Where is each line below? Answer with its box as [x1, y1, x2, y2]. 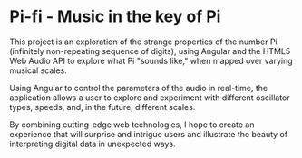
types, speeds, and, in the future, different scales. [9, 101, 196, 112]
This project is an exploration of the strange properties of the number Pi [9, 36, 278, 47]
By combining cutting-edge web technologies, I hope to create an [9, 119, 255, 130]
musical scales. [9, 65, 68, 76]
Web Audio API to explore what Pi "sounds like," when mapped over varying [9, 55, 293, 66]
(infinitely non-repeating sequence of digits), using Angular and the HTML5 [9, 45, 291, 56]
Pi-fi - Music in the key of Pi [9, 6, 221, 27]
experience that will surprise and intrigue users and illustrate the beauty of [9, 128, 288, 139]
